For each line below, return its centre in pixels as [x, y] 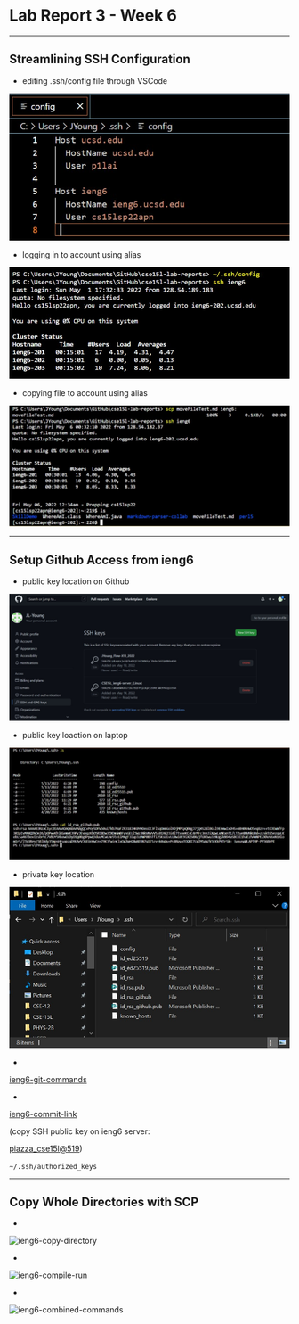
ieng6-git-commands [48, 1079]
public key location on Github [76, 581]
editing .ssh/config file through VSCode [95, 80]
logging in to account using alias [81, 254]
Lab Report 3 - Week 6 [93, 16]
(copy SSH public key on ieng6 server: [80, 1131]
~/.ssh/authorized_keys [53, 1166]
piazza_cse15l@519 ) [46, 1148]
